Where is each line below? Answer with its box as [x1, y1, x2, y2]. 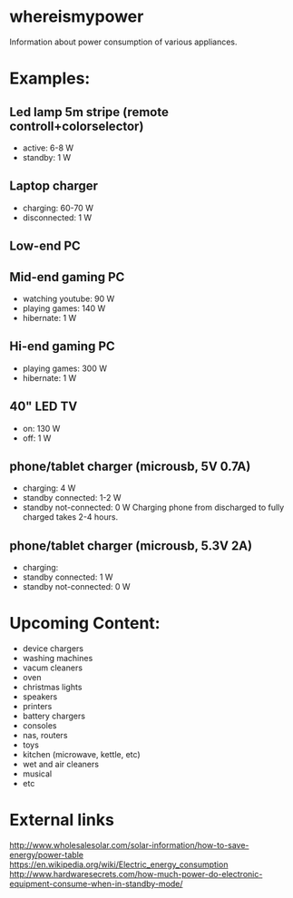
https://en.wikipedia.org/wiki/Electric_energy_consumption [9, 859, 229, 870]
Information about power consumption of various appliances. [9, 36, 238, 47]
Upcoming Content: [9, 613, 161, 634]
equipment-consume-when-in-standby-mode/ [9, 878, 183, 890]
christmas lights [22, 682, 83, 693]
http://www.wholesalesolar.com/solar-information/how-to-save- [9, 840, 249, 851]
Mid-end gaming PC [9, 269, 125, 285]
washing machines [22, 653, 93, 664]
